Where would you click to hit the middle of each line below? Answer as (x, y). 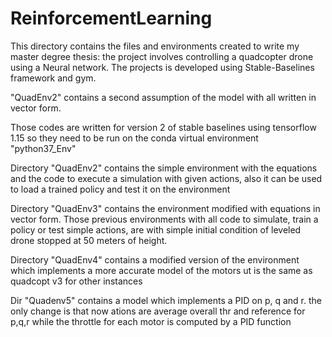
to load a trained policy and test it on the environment (120, 189)
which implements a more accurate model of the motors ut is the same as (161, 270)
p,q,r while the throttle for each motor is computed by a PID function (151, 321)
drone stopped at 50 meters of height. (89, 240)
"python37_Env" (43, 148)
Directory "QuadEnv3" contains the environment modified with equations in (165, 208)
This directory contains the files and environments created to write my (155, 46)
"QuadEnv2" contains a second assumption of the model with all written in (163, 97)
